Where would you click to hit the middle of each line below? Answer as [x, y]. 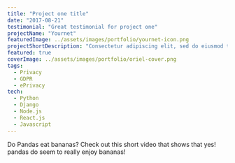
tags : [15, 66]
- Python [26, 99]
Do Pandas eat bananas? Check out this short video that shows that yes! [112, 144]
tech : [15, 92]
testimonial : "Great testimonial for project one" [83, 27]
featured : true [29, 53]
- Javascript [33, 124]
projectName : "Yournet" [42, 33]
